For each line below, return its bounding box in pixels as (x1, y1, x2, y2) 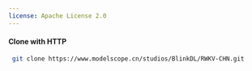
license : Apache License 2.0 (8, 11, 107, 20)
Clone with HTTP (8, 37, 67, 47)
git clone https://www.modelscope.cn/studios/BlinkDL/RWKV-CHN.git (11, 54, 245, 63)
